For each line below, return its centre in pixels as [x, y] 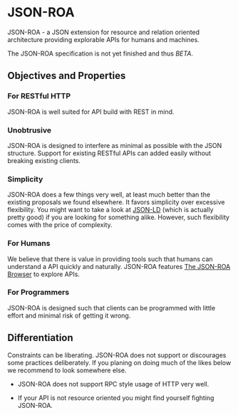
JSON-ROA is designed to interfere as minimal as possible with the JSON [115, 145]
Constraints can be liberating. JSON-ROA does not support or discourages [117, 355]
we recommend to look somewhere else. [67, 370]
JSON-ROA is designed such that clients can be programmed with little [112, 308]
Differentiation [40, 338]
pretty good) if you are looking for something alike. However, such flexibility [119, 217]
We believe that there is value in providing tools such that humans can [110, 259]
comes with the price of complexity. [60, 225]
